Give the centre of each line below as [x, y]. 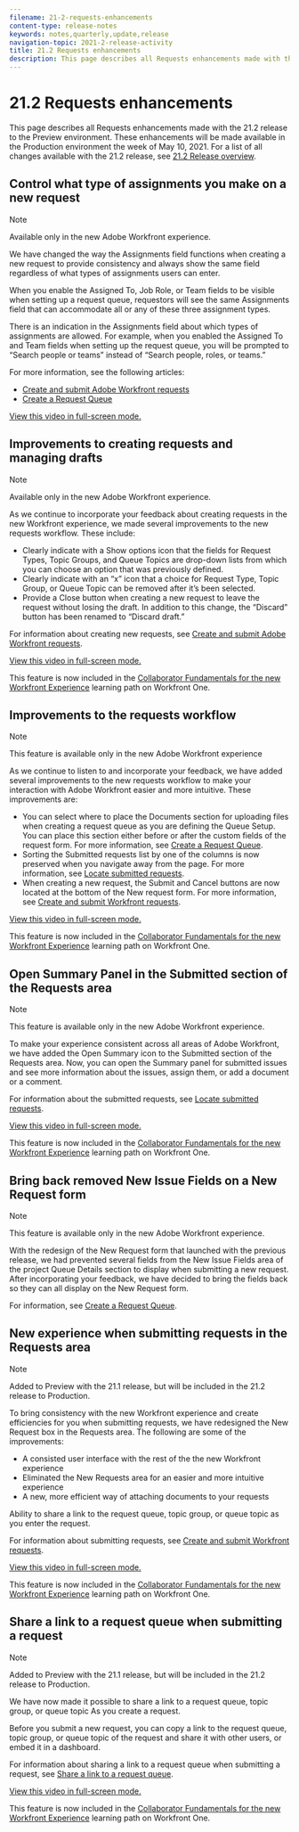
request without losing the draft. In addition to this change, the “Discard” [155, 607]
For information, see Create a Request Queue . [93, 1305]
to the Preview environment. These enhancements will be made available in [147, 137]
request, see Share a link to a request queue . [91, 1773]
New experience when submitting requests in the [148, 1333]
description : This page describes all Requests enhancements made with [145, 59]
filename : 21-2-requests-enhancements [81, 17]
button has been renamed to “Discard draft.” [103, 617]
